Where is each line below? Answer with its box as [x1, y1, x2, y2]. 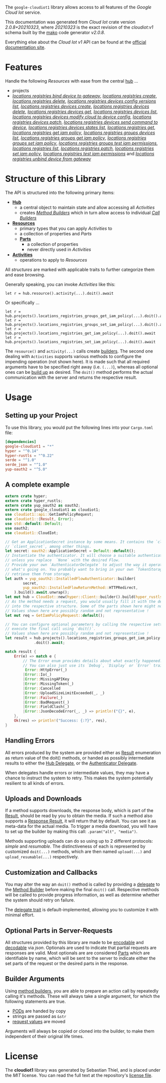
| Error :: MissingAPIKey [23, 677, 70, 682]
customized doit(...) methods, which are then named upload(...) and [5, 849, 152, 855]
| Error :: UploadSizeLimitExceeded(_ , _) [23, 690, 105, 695]
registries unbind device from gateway [12, 156, 91, 162]
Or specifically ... [5, 299, 40, 306]
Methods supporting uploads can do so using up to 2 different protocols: [5, 838, 153, 844]
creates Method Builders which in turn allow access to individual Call [19, 210, 160, 216]
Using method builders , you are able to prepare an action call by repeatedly [5, 988, 159, 993]
